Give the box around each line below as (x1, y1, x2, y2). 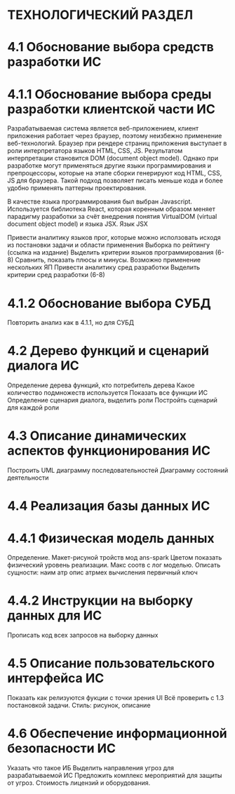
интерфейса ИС (7, 671, 105, 687)
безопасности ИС (7, 741, 116, 757)
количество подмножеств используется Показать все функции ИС (7, 389, 208, 397)
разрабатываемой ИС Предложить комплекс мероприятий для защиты (7, 772, 222, 780)
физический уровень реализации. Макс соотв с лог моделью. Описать (7, 561, 221, 570)
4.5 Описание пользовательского (7, 656, 215, 671)
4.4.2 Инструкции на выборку (7, 593, 194, 609)
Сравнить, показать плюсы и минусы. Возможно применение (15, 256, 201, 264)
